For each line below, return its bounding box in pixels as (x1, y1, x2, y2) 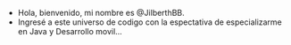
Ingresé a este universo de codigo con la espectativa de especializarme (17, 17, 283, 27)
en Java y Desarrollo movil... (17, 26, 122, 36)
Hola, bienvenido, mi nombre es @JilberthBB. (17, 8, 185, 18)
